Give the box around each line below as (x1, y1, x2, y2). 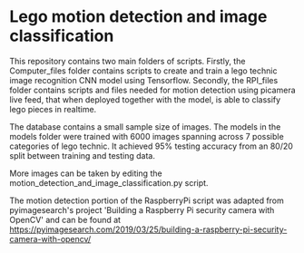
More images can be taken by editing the (9, 168, 162, 179)
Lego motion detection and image (9, 6, 268, 27)
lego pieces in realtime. (9, 103, 97, 114)
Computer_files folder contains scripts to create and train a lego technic (9, 65, 278, 76)
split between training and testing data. (9, 150, 156, 161)
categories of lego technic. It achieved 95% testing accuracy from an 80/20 (9, 141, 293, 151)
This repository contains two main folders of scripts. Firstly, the (9, 55, 246, 66)
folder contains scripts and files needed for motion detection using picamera (9, 84, 297, 95)
